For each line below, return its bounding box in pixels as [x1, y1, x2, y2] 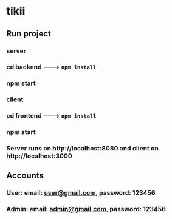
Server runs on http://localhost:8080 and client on [6, 144, 159, 153]
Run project [6, 29, 52, 39]
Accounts [6, 170, 44, 181]
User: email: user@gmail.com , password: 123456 [6, 189, 156, 197]
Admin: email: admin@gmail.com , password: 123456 [6, 205, 166, 214]
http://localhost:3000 [6, 152, 73, 160]
